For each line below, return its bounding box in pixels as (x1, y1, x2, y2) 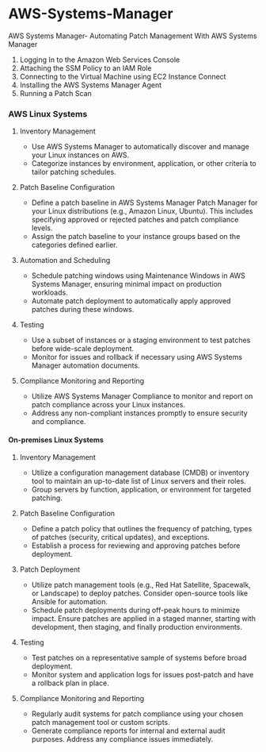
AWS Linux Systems (8, 108, 88, 119)
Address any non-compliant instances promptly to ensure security (31, 408, 248, 418)
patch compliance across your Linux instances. (31, 400, 186, 410)
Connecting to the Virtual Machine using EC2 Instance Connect (19, 71, 226, 81)
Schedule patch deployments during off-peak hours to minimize (31, 605, 240, 615)
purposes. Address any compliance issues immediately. (31, 735, 214, 744)
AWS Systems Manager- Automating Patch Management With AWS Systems (8, 31, 257, 40)
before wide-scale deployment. (31, 344, 135, 353)
